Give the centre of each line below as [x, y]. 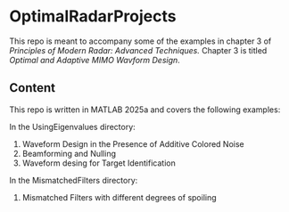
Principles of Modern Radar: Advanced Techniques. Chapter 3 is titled [138, 50]
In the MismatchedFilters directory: [74, 180]
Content [33, 88]
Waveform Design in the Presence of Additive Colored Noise [133, 143]
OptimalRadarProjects [93, 16]
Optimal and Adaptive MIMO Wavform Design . [95, 60]
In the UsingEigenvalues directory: [72, 126]
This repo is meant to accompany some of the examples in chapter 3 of [140, 41]
